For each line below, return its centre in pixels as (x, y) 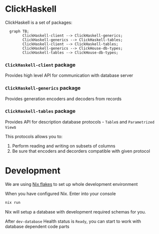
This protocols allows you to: (34, 136)
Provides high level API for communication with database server (69, 75)
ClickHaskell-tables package (40, 111)
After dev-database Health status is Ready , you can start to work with (73, 221)
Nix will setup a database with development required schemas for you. (76, 212)
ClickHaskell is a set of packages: (39, 22)
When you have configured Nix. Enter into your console (61, 194)
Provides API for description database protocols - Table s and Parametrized (80, 122)
